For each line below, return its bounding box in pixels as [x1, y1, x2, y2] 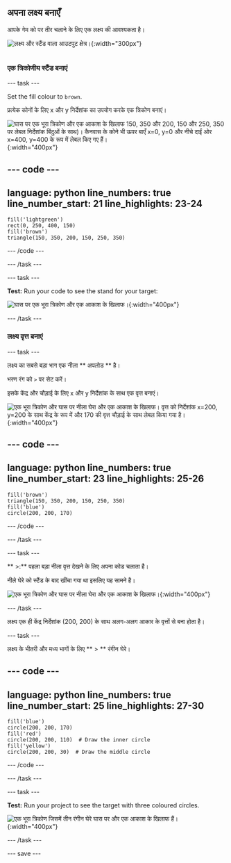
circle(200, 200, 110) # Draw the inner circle [7, 737, 151, 743]
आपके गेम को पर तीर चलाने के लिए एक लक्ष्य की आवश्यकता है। [7, 25, 146, 33]
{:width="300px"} [90, 39, 142, 47]
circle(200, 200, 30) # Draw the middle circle [7, 748, 151, 756]
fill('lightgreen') [7, 216, 64, 223]
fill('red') [7, 730, 42, 737]
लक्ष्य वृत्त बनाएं [7, 331, 43, 341]
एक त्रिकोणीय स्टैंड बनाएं [7, 63, 68, 73]
